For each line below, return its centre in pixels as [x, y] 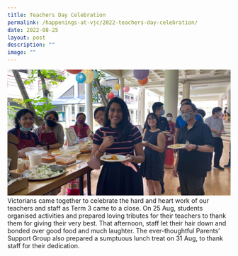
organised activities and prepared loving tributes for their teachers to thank [117, 216]
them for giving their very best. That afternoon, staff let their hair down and [117, 223]
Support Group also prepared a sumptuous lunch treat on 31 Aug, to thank [115, 238]
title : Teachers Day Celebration [57, 15]
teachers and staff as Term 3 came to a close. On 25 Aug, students [105, 208]
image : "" [22, 52]
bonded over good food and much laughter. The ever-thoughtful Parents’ [114, 230]
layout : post [27, 38]
